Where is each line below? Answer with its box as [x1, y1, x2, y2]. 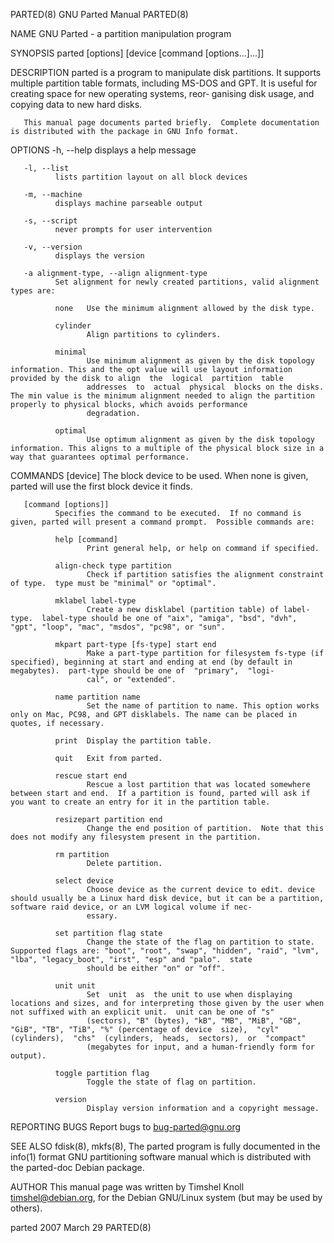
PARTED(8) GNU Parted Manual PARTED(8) [10, 9, 189, 20]
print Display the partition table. [54, 736, 213, 746]
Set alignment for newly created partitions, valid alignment [54, 277, 320, 287]
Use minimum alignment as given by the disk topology [86, 356, 315, 366]
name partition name [54, 692, 141, 702]
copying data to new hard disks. [10, 99, 143, 110]
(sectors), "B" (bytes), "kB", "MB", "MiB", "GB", [86, 1016, 302, 1026]
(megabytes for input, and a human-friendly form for [86, 1042, 315, 1052]
